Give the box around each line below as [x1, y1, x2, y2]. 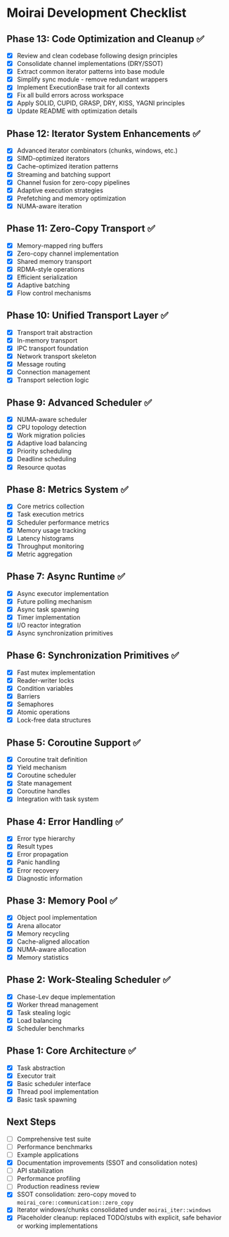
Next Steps [6, 1116, 56, 1128]
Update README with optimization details [16, 107, 138, 115]
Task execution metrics [16, 510, 85, 519]
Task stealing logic [16, 1008, 71, 1017]
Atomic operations [16, 708, 70, 717]
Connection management [16, 368, 91, 376]
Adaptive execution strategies [16, 186, 103, 194]
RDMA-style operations [16, 265, 85, 273]
